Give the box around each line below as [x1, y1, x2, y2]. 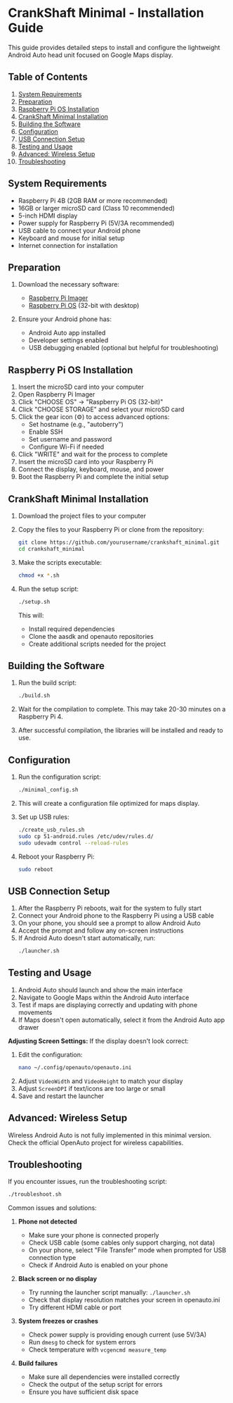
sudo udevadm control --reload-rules [18, 840, 129, 847]
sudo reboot [18, 866, 53, 873]
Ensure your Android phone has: [18, 315, 112, 323]
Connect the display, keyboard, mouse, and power [18, 465, 164, 473]
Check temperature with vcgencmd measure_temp [28, 1345, 167, 1354]
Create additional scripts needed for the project [28, 640, 166, 648]
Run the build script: [18, 678, 76, 687]
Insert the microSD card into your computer [18, 382, 145, 392]
